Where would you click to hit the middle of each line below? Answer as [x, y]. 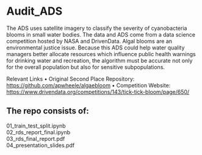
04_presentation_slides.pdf [41, 145]
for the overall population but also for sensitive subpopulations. [86, 67]
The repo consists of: [48, 111]
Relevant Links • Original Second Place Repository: [70, 79]
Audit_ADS [34, 11]
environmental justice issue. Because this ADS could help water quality [96, 48]
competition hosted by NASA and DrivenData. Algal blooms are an [89, 41]
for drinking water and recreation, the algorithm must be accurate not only [99, 60]
